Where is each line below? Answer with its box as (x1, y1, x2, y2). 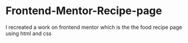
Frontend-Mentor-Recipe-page (5, 4, 162, 18)
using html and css (5, 29, 52, 37)
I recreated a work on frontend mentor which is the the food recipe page (5, 24, 182, 31)
